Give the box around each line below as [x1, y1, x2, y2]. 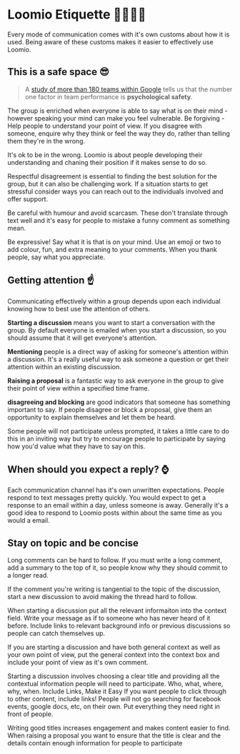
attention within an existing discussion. [7, 362, 121, 371]
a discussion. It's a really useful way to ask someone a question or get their [7, 355, 229, 363]
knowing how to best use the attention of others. [7, 304, 151, 313]
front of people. [7, 710, 54, 718]
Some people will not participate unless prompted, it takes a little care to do [7, 426, 230, 435]
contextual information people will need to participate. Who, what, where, [7, 680, 224, 688]
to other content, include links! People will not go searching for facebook [7, 695, 221, 703]
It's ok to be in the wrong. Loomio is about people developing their [7, 150, 203, 159]
